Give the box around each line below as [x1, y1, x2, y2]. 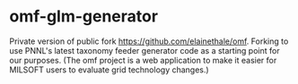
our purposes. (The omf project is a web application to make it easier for [9, 55, 277, 65]
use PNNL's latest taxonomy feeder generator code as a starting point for [9, 45, 280, 55]
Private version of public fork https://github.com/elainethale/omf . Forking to [9, 36, 289, 46]
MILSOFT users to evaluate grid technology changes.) [9, 64, 209, 75]
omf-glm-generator [9, 6, 159, 27]
